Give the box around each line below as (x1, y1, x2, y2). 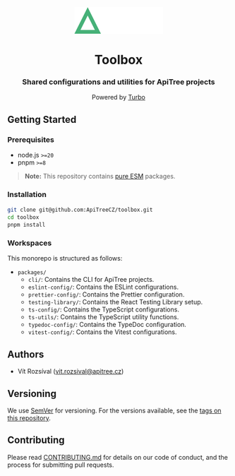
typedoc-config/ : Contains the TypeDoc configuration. (28, 321, 187, 329)
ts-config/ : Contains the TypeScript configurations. (28, 305, 180, 314)
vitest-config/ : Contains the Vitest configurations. (28, 328, 178, 336)
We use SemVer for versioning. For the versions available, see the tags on (7, 406, 222, 415)
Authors (7, 348, 44, 360)
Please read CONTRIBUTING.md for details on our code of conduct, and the (7, 453, 228, 461)
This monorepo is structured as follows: (7, 254, 123, 263)
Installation (7, 190, 47, 200)
